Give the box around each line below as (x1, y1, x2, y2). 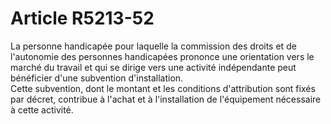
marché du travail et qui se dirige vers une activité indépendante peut (10, 61, 297, 73)
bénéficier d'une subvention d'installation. (10, 72, 184, 84)
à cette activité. (10, 103, 74, 116)
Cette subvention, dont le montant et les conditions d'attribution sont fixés (10, 82, 316, 94)
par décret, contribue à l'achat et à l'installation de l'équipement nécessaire (10, 93, 322, 105)
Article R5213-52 (10, 7, 155, 30)
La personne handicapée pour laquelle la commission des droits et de (10, 40, 297, 52)
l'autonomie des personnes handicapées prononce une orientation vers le (10, 50, 315, 62)
